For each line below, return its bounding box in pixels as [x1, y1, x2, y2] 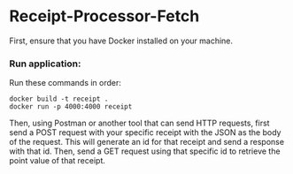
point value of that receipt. [9, 155, 106, 166]
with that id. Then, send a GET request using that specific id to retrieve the [9, 146, 281, 156]
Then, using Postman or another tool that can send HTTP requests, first [9, 117, 270, 129]
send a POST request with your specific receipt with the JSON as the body [9, 127, 281, 138]
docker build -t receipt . [9, 95, 109, 103]
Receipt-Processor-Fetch [9, 6, 200, 26]
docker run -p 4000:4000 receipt [9, 102, 133, 111]
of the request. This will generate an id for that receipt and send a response [9, 137, 285, 148]
